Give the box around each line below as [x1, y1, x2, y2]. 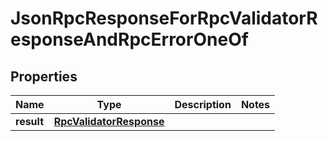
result [15, 115, 45, 128]
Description [174, 98, 232, 111]
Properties [10, 68, 78, 85]
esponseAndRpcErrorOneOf [10, 28, 249, 51]
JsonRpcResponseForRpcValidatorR [10, 7, 318, 30]
